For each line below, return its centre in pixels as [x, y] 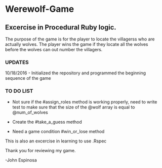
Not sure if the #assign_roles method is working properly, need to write [84, 101]
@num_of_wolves [30, 112]
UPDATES [17, 62]
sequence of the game [28, 78]
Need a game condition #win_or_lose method [58, 131]
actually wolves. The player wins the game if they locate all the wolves [77, 44]
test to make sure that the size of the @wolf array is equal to [74, 107]
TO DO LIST [19, 91]
